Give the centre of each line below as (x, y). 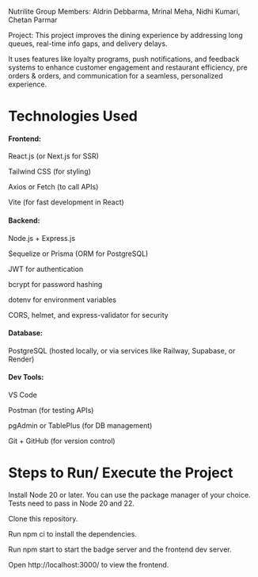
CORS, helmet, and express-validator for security (88, 315)
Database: (26, 333)
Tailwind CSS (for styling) (49, 172)
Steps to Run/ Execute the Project (121, 473)
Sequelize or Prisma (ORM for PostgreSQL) (78, 254)
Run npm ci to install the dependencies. (72, 533)
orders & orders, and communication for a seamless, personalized (116, 76)
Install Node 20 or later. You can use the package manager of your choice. (129, 495)
